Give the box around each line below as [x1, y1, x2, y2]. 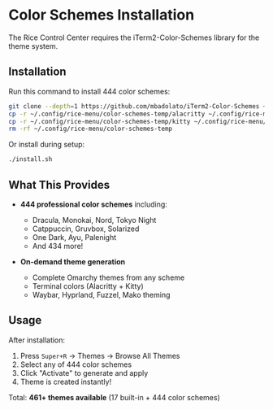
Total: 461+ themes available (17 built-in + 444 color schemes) [8, 392, 221, 402]
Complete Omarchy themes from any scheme [32, 273, 185, 282]
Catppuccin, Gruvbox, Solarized [32, 224, 140, 233]
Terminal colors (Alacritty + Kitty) [32, 281, 144, 290]
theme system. [8, 41, 58, 50]
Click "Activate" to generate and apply [19, 368, 149, 377]
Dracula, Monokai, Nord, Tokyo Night [32, 215, 157, 225]
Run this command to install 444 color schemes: [8, 86, 171, 96]
